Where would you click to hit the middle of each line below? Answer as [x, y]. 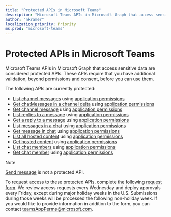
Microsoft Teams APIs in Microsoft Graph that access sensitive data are [80, 68]
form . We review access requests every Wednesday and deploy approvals [83, 188]
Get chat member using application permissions [63, 152]
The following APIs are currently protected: [50, 89]
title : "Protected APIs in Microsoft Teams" [53, 10]
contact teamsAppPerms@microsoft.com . [49, 209]
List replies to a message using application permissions [70, 115]
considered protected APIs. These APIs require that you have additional [80, 74]
